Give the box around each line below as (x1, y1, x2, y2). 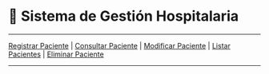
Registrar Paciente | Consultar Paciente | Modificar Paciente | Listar (8, 41, 231, 50)
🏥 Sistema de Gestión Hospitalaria (8, 7, 239, 25)
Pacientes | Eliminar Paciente (8, 49, 104, 59)
